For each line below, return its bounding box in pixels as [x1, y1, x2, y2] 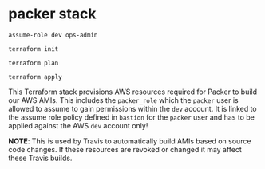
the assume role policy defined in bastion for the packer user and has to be [8, 112, 255, 122]
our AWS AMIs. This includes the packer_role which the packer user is [8, 95, 239, 104]
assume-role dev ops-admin [8, 31, 98, 39]
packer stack [8, 5, 97, 23]
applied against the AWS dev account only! [8, 120, 148, 130]
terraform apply [8, 73, 62, 81]
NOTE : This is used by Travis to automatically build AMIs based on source [8, 136, 251, 146]
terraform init [8, 45, 59, 53]
